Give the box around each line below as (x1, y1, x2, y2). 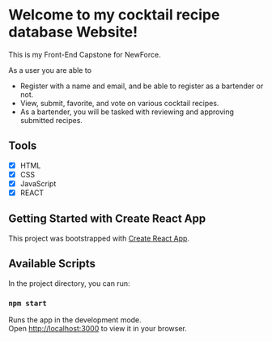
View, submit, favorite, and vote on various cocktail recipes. (19, 98, 219, 108)
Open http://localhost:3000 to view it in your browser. (8, 323, 188, 333)
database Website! (8, 23, 138, 41)
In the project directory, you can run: (8, 278, 130, 288)
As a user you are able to (8, 65, 91, 75)
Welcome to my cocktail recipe (8, 6, 220, 24)
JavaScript (19, 178, 57, 188)
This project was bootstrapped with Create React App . (8, 233, 190, 243)
